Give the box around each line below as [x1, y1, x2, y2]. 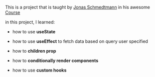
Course [5, 9, 20, 15]
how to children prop [12, 48, 56, 54]
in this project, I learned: [5, 19, 55, 25]
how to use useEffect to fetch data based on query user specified [12, 38, 149, 44]
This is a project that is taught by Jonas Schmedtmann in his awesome [5, 4, 151, 10]
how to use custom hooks [12, 67, 67, 73]
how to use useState [12, 29, 56, 34]
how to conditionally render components [12, 58, 99, 64]
